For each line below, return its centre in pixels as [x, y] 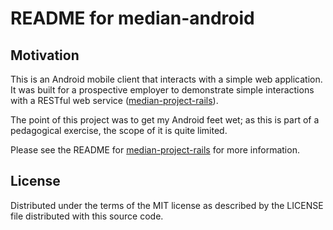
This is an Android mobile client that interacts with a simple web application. [166, 79]
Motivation [45, 55]
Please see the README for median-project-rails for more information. [155, 150]
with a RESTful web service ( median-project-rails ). [114, 100]
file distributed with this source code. [87, 216]
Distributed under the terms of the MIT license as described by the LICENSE [167, 205]
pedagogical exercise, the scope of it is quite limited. [119, 130]
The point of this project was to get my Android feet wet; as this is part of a [165, 120]
